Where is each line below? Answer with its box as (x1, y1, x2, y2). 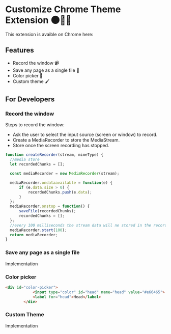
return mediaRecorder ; (10, 232, 58, 237)
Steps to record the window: (5, 122, 65, 128)
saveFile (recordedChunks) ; (18, 209, 76, 214)
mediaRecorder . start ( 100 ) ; (10, 228, 67, 233)
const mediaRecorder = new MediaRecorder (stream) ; (10, 171, 120, 176)
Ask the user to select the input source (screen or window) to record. (12, 131, 158, 138)
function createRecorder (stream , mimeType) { (5, 152, 103, 157)
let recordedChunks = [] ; (10, 162, 65, 167)
